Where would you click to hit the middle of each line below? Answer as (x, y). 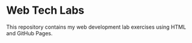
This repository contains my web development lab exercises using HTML (96, 27)
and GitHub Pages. (29, 33)
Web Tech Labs (45, 10)
